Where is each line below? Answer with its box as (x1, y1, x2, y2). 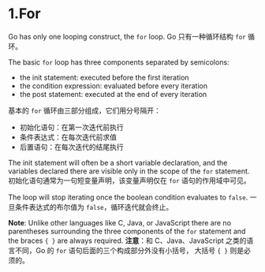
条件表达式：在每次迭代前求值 (19, 132, 117, 142)
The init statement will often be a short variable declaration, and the (8, 158, 228, 167)
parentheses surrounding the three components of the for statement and (8, 226, 246, 236)
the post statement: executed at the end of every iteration (19, 89, 207, 99)
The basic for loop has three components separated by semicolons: (8, 57, 230, 67)
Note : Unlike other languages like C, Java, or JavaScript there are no (8, 218, 231, 227)
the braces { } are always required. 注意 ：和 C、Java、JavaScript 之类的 (8, 236, 247, 245)
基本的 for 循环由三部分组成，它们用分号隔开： (8, 106, 162, 115)
